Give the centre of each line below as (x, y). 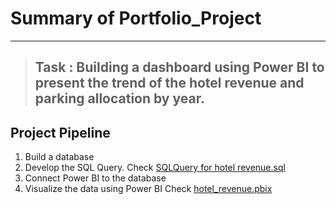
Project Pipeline (60, 132)
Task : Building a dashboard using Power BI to (179, 67)
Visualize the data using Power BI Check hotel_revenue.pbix (148, 189)
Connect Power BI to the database (95, 178)
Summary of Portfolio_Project (136, 18)
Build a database (59, 157)
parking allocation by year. (119, 98)
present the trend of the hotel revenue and (169, 83)
